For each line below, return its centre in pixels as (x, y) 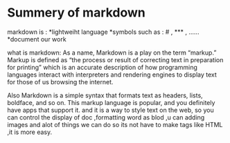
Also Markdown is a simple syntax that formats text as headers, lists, (105, 95)
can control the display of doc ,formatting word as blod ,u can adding (106, 117)
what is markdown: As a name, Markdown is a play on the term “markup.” (112, 53)
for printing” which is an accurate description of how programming (102, 67)
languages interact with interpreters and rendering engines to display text (112, 75)
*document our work (37, 39)
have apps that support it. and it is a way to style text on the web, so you (110, 110)
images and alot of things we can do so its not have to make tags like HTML (115, 124)
